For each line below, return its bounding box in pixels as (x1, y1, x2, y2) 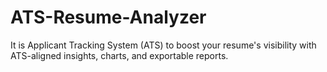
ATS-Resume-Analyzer (10, 6, 207, 29)
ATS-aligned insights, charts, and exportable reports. (10, 49, 229, 61)
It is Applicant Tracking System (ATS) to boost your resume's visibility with (10, 39, 317, 51)
